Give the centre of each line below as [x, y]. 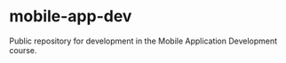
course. [23, 50]
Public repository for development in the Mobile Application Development [143, 41]
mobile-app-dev [71, 16]
